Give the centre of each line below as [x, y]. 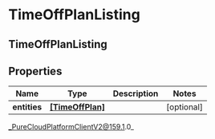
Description [136, 93]
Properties [35, 71]
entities [27, 107]
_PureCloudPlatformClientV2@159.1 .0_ [71, 127]
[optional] [184, 107]
